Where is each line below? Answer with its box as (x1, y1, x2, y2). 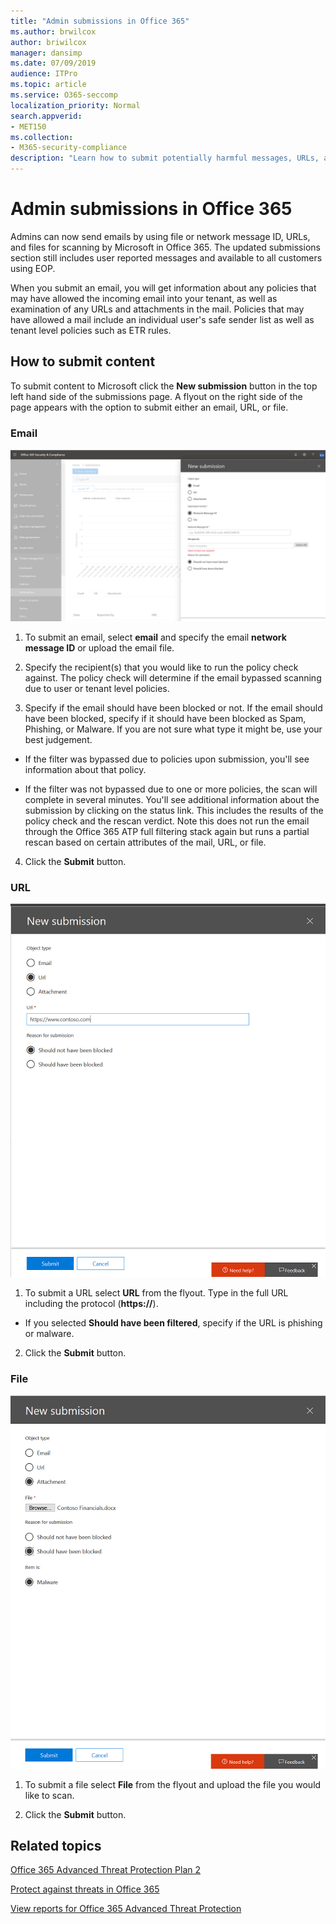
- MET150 (10, 121, 47, 132)
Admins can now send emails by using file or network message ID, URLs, (10, 230, 311, 242)
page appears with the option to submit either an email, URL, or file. (10, 401, 289, 413)
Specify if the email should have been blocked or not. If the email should (24, 701, 323, 714)
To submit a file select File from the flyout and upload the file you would (24, 1778, 322, 1790)
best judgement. (24, 733, 93, 745)
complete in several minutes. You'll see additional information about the (24, 793, 320, 805)
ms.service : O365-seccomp (10, 90, 118, 100)
